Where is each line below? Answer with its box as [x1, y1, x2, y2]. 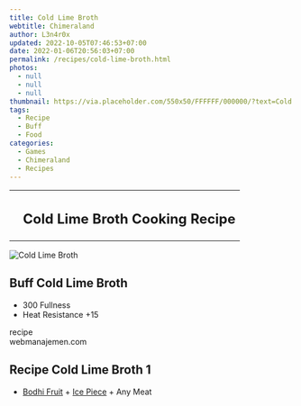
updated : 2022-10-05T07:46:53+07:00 [9, 38, 147, 48]
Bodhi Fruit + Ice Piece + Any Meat [22, 386, 152, 397]
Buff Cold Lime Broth [9, 275, 128, 291]
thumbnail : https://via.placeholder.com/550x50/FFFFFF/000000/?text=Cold [9, 96, 293, 106]
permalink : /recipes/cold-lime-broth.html [9, 55, 171, 64]
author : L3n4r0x [9, 30, 70, 39]
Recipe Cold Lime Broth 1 [9, 362, 151, 378]
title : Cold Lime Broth [9, 13, 99, 23]
